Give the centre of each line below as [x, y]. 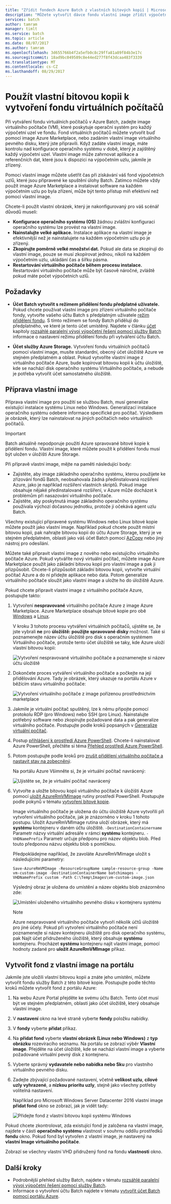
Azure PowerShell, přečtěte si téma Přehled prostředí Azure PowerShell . [88, 746]
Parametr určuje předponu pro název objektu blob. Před [102, 838]
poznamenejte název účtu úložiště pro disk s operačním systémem [82, 637]
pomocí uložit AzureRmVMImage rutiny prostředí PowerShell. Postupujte [88, 796]
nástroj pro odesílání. [27, 543]
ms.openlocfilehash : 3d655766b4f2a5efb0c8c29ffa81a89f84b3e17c [74, 52]
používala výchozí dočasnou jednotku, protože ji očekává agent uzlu [84, 506]
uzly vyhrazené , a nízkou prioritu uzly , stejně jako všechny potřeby [84, 1085]
